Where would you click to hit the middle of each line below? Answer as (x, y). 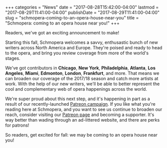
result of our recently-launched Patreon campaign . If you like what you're (80, 104)
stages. (13, 58)
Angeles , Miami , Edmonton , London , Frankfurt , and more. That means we (82, 73)
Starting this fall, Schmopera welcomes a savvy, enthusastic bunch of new (82, 42)
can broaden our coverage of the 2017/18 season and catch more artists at (82, 78)
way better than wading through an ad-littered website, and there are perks (83, 120)
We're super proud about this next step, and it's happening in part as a (78, 99)
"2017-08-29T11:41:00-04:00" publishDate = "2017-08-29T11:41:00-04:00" (83, 12)
